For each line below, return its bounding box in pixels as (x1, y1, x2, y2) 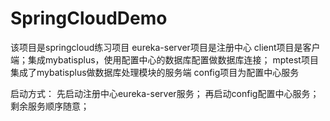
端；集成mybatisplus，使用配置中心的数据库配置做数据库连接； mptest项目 (10, 53, 319, 66)
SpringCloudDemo (10, 7, 168, 30)
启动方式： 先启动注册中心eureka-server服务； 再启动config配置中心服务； (10, 87, 320, 99)
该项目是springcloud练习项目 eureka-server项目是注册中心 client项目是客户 (10, 41, 321, 53)
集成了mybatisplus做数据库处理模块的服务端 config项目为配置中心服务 (10, 66, 300, 78)
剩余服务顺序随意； (10, 100, 90, 112)
